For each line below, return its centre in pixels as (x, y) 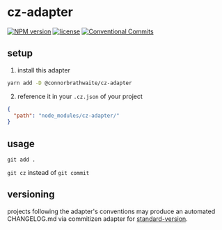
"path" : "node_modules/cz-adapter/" (66, 116)
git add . (22, 160)
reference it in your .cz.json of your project (80, 96)
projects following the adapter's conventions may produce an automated (111, 211)
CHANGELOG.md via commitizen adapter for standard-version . (97, 219)
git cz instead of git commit (48, 173)
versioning (31, 195)
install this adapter (44, 70)
